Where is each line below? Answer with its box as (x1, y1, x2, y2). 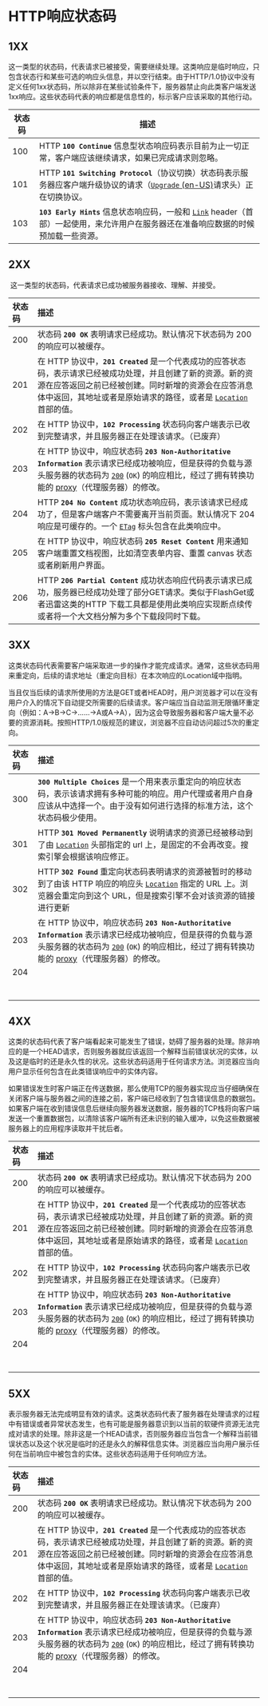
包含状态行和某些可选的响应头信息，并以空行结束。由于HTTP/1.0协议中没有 (8, 72, 255, 81)
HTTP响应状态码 (8, 7, 117, 26)
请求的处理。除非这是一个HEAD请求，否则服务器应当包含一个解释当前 (22, 1429, 251, 1439)
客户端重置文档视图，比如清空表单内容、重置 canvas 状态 (37, 547, 253, 558)
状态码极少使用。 (37, 812, 102, 823)
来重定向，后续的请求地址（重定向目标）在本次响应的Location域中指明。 (8, 670, 246, 680)
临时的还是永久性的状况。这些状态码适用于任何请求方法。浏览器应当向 (29, 1057, 260, 1066)
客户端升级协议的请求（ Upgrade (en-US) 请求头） (62, 179, 246, 190)
